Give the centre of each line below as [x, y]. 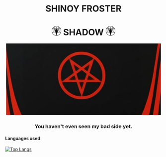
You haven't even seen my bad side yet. [83, 127]
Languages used [23, 138]
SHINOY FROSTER [83, 9]
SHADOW [83, 32]
